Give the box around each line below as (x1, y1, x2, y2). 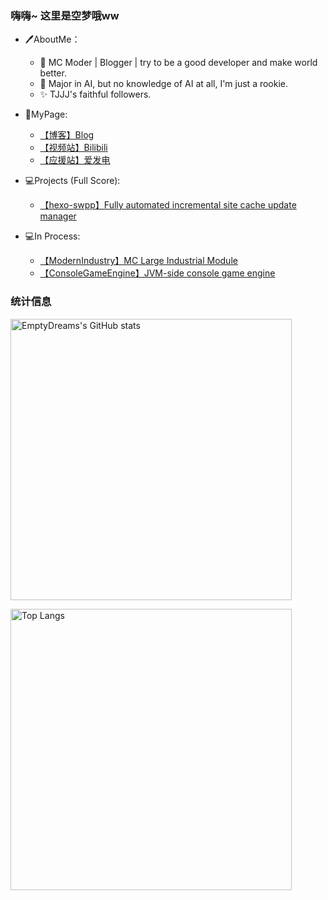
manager (39, 210, 77, 222)
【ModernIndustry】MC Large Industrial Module (39, 255, 238, 267)
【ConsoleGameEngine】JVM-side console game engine (39, 267, 276, 279)
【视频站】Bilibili (39, 142, 108, 154)
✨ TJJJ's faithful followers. (39, 88, 152, 101)
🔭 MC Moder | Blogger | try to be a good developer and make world (39, 57, 318, 69)
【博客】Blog (39, 129, 95, 141)
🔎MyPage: (24, 108, 68, 121)
